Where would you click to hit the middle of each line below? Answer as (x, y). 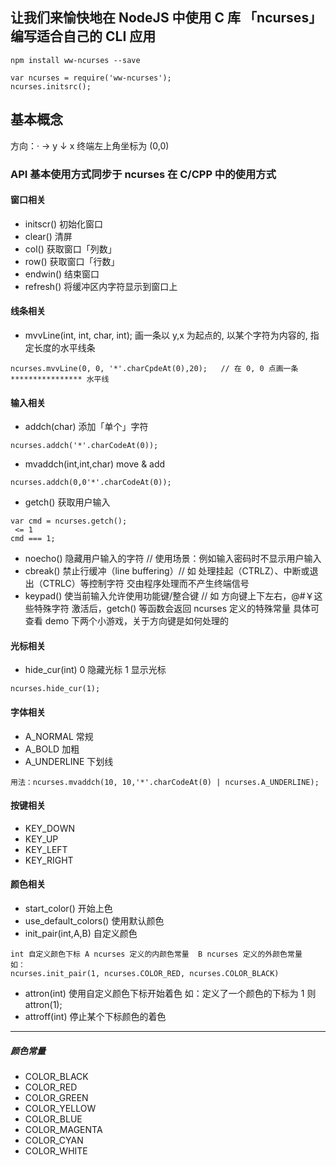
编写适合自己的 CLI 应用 (83, 36)
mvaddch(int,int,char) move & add (95, 464)
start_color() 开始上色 (68, 908)
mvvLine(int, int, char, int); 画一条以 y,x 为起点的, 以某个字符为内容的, (166, 335)
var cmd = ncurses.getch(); (69, 521)
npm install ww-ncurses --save (75, 60)
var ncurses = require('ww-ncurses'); (91, 78)
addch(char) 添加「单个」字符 (86, 427)
